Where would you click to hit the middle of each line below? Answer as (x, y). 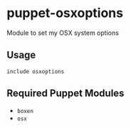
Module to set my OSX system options (63, 33)
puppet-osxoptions (65, 13)
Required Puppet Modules (65, 94)
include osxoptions (36, 71)
